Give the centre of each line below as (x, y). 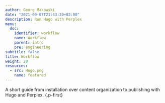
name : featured (30, 75)
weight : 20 (17, 61)
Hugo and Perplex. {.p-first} (34, 95)
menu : (11, 24)
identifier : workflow (37, 33)
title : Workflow (22, 57)
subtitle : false (22, 52)
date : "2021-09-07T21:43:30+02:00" (43, 15)
